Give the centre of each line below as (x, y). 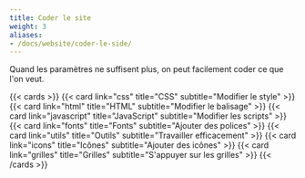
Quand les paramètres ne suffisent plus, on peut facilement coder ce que (147, 69)
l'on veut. (27, 79)
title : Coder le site (51, 18)
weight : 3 (28, 26)
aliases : (26, 35)
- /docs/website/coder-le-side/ (71, 43)
